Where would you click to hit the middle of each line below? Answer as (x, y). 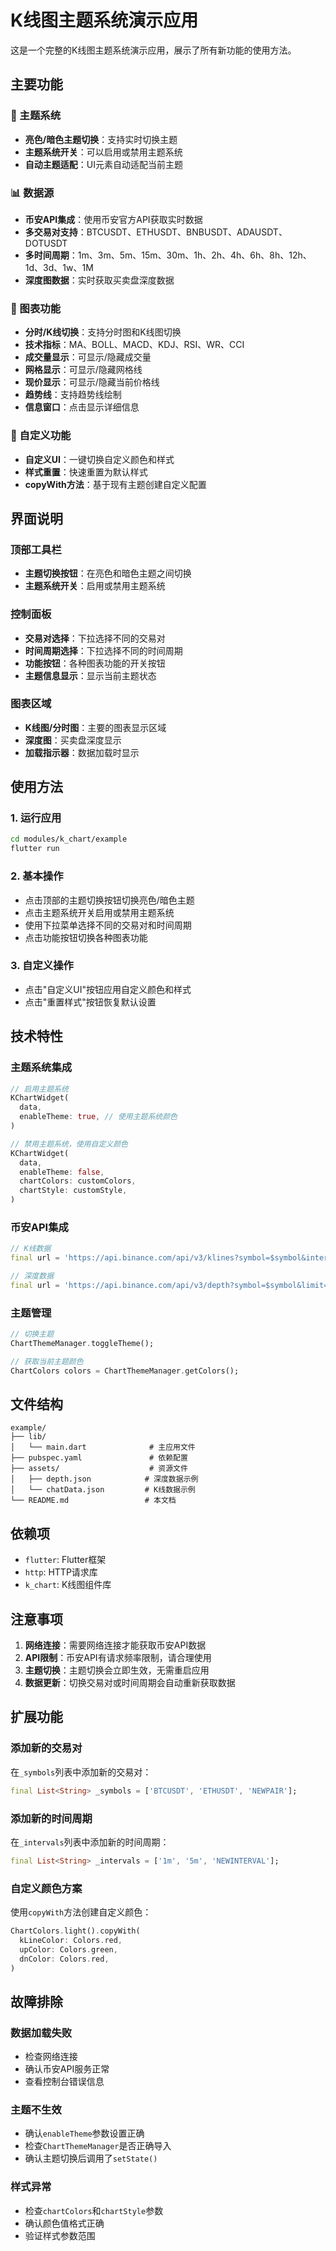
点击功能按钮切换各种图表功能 (86, 937)
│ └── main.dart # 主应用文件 (103, 1447)
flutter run (35, 849)
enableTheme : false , (62, 1172)
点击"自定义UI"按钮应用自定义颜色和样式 (108, 989)
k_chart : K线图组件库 (68, 1585)
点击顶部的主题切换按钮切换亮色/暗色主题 (109, 900)
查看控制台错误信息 (64, 2082)
